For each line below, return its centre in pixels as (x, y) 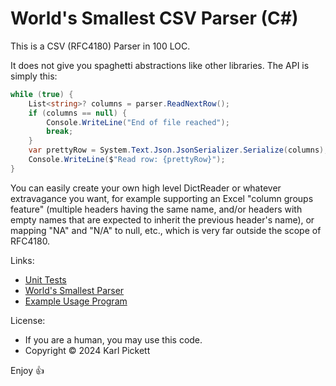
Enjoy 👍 (27, 370)
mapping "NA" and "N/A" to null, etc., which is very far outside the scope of (166, 230)
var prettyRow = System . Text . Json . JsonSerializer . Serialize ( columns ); (178, 150)
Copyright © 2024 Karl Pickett (87, 350)
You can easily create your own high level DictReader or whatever (146, 188)
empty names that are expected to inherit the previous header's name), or (162, 219)
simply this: (34, 76)
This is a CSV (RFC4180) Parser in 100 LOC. (100, 46)
